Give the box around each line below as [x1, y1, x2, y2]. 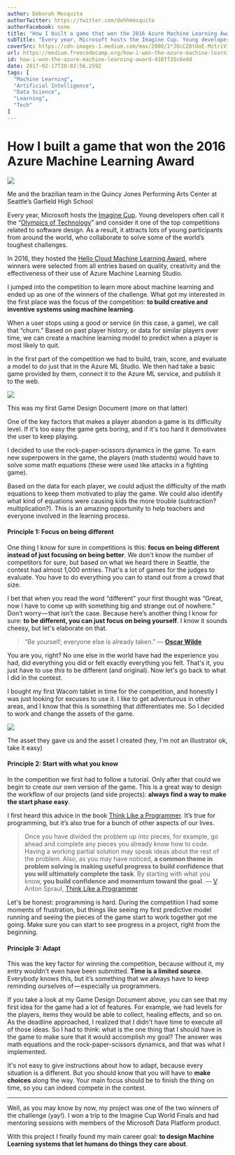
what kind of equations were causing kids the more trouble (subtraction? [7, 496, 217, 505]
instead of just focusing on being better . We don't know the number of [7, 550, 214, 559]
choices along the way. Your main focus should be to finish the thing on [7, 1076, 215, 1085]
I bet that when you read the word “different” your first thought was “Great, [7, 594, 223, 602]
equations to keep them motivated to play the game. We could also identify [7, 489, 223, 498]
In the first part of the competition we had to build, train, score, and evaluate [7, 354, 227, 363]
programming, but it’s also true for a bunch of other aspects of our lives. [7, 819, 215, 827]
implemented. [7, 1048, 47, 1056]
